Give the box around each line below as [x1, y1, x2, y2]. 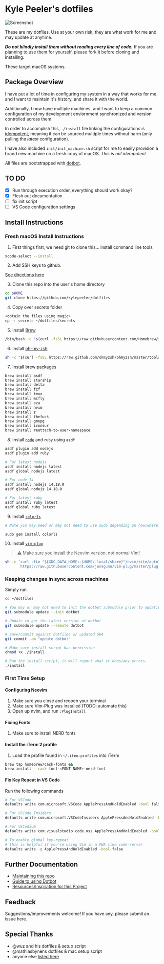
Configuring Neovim [5, 687, 47, 693]
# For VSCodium [5, 824, 36, 829]
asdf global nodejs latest [5, 469, 60, 473]
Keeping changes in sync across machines [5, 576, 109, 583]
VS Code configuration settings [12, 204, 76, 210]
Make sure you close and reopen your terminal [12, 698, 106, 704]
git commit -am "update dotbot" [5, 636, 71, 641]
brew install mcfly [5, 396, 45, 401]
